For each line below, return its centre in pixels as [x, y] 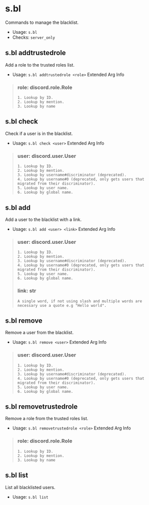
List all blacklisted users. [30, 487]
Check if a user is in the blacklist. [39, 133]
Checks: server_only [34, 37]
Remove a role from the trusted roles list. [47, 419]
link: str [27, 291]
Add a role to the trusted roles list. [40, 65]
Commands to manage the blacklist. [42, 22]
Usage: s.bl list [30, 497]
